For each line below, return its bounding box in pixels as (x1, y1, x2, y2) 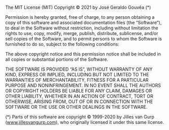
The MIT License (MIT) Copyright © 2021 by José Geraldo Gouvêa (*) (5, 5, 151, 10)
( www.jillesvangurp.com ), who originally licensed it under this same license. (5, 119, 164, 125)
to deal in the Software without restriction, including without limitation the (5, 25, 158, 31)
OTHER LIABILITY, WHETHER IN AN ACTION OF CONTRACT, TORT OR (5, 93, 153, 99)
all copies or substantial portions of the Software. (5, 56, 108, 62)
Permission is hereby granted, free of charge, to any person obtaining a (5, 14, 155, 20)
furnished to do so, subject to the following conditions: (5, 41, 119, 47)
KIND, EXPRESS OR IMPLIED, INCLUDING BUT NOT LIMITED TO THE (5, 72, 149, 78)
